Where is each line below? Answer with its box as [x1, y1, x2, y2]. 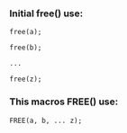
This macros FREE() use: [9, 95, 119, 108]
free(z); [9, 75, 42, 84]
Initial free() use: [9, 7, 84, 20]
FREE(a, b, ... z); [9, 116, 83, 125]
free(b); [9, 43, 42, 52]
